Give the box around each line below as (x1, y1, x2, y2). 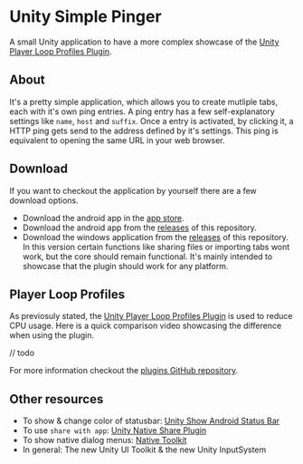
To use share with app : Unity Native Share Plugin (22, 425, 206, 436)
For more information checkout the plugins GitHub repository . (9, 365, 239, 376)
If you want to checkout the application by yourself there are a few (9, 185, 258, 196)
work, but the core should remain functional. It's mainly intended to (22, 251, 273, 262)
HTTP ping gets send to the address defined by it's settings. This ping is (9, 125, 279, 136)
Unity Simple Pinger (9, 6, 162, 27)
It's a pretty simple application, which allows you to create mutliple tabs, (9, 96, 279, 107)
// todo (9, 347, 34, 359)
